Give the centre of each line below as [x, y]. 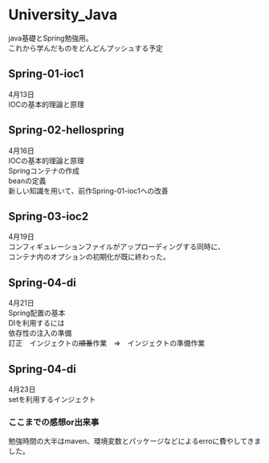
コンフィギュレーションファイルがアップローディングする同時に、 [116, 247]
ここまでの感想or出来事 [54, 422]
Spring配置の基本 [37, 313]
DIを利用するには [37, 323]
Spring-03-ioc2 [49, 216]
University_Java [63, 15]
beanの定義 [27, 180]
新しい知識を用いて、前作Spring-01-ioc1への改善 [88, 191]
